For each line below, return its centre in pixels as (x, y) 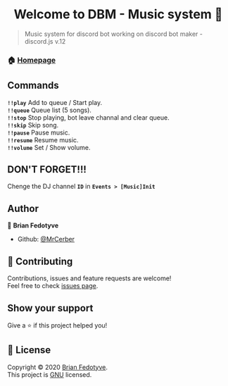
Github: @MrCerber (46, 239)
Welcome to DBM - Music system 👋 (118, 14)
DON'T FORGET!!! (47, 169)
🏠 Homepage (32, 60)
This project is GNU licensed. (50, 374)
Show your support (50, 308)
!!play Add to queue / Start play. (55, 102)
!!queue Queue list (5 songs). (49, 110)
